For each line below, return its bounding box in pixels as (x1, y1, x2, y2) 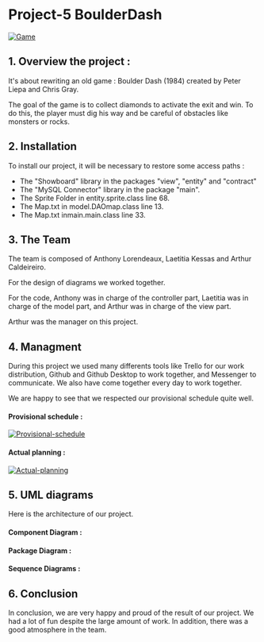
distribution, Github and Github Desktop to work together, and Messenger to (8, 369, 257, 379)
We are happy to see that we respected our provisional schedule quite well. (8, 393, 254, 403)
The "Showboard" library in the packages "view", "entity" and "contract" (19, 176, 257, 186)
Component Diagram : (8, 528, 82, 537)
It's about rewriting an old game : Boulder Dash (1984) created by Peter (8, 75, 242, 85)
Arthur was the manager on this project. (8, 317, 139, 327)
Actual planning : (8, 447, 66, 457)
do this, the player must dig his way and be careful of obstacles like (8, 108, 228, 118)
